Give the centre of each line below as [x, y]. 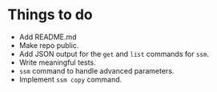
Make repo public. [49, 45]
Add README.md [48, 37]
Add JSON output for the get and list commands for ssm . [114, 54]
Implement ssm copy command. [70, 79]
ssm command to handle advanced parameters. [96, 70]
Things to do [50, 15]
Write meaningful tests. [58, 62]
